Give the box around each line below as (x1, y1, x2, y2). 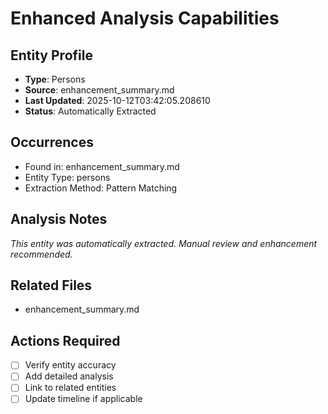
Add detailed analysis (24, 370, 114, 382)
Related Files (10, 277, 93, 294)
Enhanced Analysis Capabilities (10, 7, 280, 30)
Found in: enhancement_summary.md (24, 160, 180, 172)
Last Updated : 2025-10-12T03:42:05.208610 (24, 95, 211, 106)
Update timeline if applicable (24, 393, 143, 405)
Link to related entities (24, 382, 117, 394)
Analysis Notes (10, 211, 108, 228)
